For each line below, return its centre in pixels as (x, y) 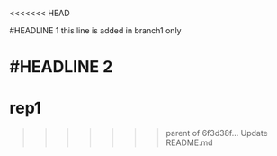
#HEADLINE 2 (61, 67)
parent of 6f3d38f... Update (217, 133)
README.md (189, 142)
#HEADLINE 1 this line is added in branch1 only (95, 30)
